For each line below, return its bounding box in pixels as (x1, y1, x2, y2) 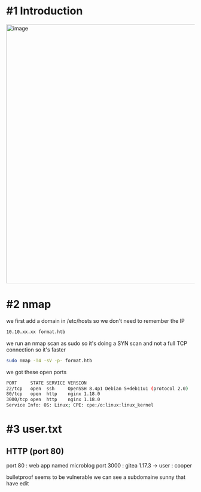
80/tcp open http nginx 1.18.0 (6, 391, 100, 397)
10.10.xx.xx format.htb (6, 329, 66, 335)
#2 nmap (6, 298, 51, 311)
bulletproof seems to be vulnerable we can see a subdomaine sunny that (6, 473, 185, 481)
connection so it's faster (6, 346, 66, 353)
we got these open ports (6, 368, 67, 375)
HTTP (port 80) (6, 446, 65, 456)
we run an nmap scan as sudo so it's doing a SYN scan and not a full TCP (6, 340, 187, 347)
